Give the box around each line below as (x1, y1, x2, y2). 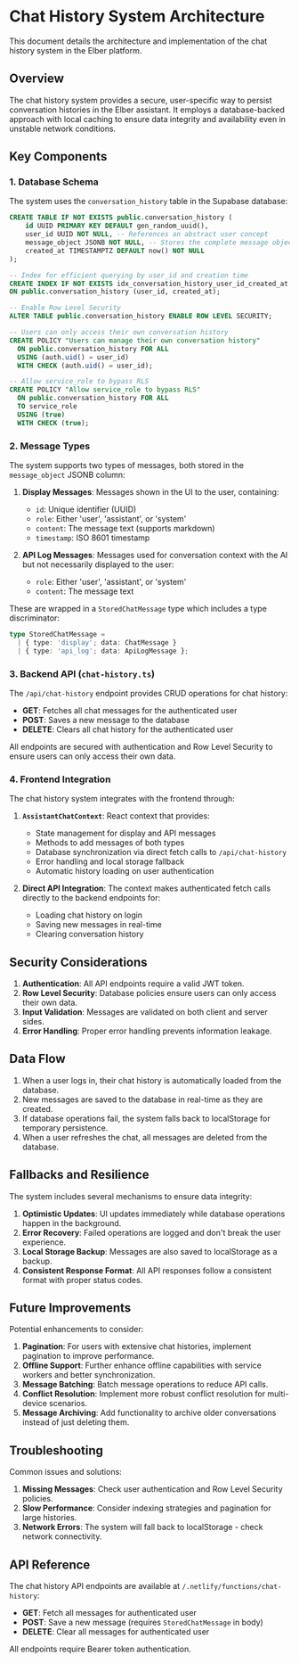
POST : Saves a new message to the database (21, 714, 190, 725)
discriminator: (9, 613, 61, 623)
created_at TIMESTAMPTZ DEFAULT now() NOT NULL (25, 246, 205, 255)
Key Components (9, 149, 108, 164)
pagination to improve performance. (21, 1351, 155, 1362)
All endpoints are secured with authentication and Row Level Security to (9, 741, 273, 752)
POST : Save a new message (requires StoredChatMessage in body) (21, 1617, 264, 1628)
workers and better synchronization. (21, 1370, 156, 1380)
